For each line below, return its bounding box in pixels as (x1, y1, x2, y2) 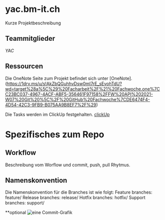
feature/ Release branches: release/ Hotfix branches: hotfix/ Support (5, 195, 146, 201)
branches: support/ (5, 200, 45, 206)
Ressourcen (5, 62, 43, 71)
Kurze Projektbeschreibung (5, 20, 61, 26)
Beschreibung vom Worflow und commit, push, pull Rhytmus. (5, 162, 131, 168)
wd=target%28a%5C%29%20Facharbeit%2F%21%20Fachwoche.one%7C (5, 86, 160, 92)
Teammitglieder (5, 34, 56, 43)
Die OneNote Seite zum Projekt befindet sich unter (5, 75, 108, 81)
